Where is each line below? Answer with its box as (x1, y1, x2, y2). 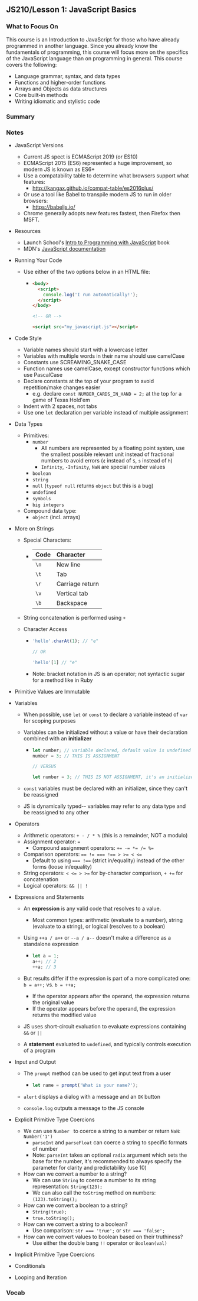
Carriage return (56, 580, 99, 588)
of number (32, 1145, 58, 1152)
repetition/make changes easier (23, 384, 101, 391)
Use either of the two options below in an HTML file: (23, 268, 150, 275)
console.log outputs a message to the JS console (23, 1104, 144, 1111)
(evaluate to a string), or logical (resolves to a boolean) (32, 923, 166, 930)
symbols (32, 496, 51, 502)
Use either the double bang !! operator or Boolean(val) (32, 1239, 167, 1247)
